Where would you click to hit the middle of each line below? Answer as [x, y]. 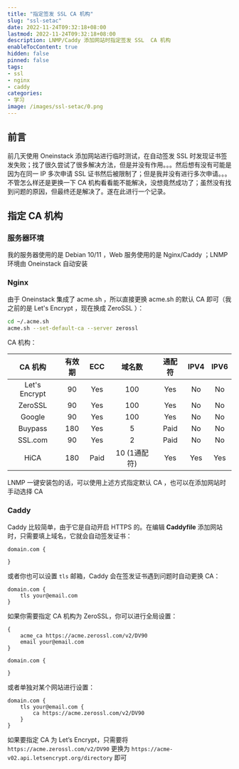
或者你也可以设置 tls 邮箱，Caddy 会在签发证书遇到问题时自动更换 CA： [114, 576]
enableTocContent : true [43, 47]
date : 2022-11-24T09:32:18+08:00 [57, 27]
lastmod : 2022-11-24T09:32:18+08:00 [62, 34]
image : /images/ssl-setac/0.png [55, 107]
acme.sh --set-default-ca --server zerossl [73, 328]
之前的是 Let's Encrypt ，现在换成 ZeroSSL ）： [76, 308]
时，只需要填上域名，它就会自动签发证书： [70, 535]
